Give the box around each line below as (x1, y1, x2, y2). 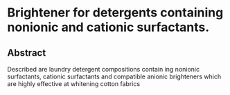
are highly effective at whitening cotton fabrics (7, 80, 141, 87)
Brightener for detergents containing (7, 5, 224, 21)
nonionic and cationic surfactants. (7, 19, 210, 35)
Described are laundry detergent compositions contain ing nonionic (7, 65, 200, 73)
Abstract (7, 47, 46, 59)
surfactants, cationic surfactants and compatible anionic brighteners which (7, 72, 222, 81)
